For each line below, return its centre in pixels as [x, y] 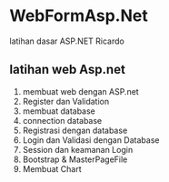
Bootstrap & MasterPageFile [75, 159]
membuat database [59, 111]
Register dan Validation [66, 101]
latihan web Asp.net [67, 70]
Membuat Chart [52, 168]
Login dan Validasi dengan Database [91, 140]
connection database [62, 120]
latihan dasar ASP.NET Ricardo [67, 41]
